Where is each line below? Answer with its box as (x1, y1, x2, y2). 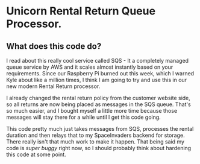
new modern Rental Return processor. (6, 83, 101, 90)
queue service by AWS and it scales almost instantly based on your (6, 63, 173, 71)
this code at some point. (6, 151, 66, 158)
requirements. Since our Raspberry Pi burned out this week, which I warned (6, 70, 195, 77)
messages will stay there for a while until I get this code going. (6, 113, 161, 121)
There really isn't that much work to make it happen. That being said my (6, 138, 185, 145)
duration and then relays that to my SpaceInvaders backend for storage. (6, 131, 185, 139)
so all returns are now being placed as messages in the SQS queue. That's (6, 101, 191, 108)
